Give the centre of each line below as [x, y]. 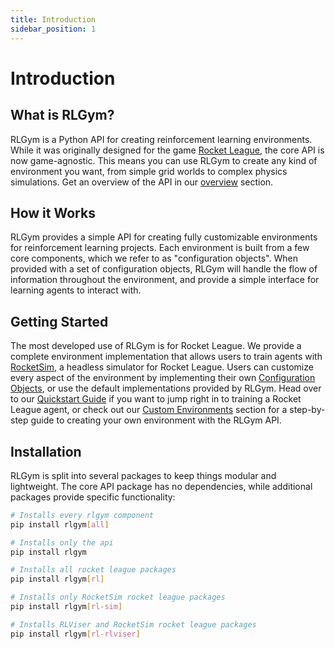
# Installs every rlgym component [82, 515]
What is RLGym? [62, 115]
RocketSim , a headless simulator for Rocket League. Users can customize [162, 367]
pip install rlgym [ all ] [60, 524]
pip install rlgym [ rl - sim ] [66, 607]
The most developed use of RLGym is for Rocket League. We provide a [156, 346]
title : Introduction [53, 19]
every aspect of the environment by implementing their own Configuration [163, 378]
